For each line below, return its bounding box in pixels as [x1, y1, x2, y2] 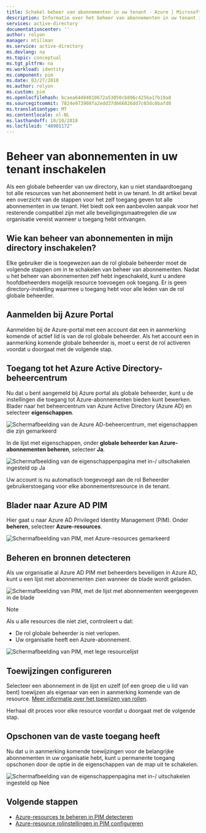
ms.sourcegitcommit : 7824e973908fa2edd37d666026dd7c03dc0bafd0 [6, 100, 172, 106]
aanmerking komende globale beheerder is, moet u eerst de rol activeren [6, 339, 191, 346]
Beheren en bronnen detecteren [6, 552, 131, 563]
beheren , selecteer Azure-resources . [6, 523, 102, 530]
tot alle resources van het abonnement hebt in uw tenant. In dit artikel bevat [6, 190, 197, 197]
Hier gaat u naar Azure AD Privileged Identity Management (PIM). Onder [6, 516, 189, 524]
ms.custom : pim [6, 89, 45, 95]
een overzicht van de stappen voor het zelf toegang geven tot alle [6, 196, 173, 203]
